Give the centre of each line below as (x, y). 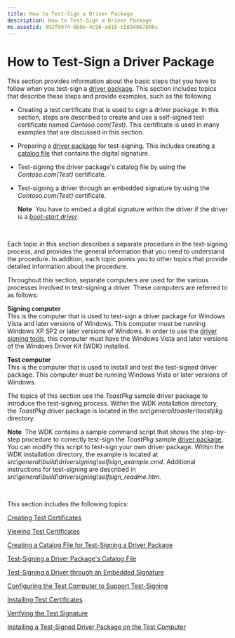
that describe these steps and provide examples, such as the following (109, 96)
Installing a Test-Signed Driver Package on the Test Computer (96, 627)
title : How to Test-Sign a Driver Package (70, 14)
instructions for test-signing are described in (72, 470)
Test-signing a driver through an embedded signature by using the (113, 188)
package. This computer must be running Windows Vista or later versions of (117, 375)
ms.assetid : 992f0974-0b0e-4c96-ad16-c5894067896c (83, 27)
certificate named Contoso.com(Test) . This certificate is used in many (118, 125)
